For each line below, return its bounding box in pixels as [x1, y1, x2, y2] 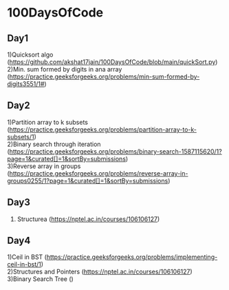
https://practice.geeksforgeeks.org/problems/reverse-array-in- [9, 169, 188, 177]
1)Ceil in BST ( [7, 253, 47, 261]
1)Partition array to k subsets [7, 118, 88, 126]
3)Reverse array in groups [7, 162, 81, 170]
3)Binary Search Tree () [7, 275, 74, 283]
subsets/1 [7, 132, 34, 141]
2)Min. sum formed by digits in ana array [7, 65, 122, 73]
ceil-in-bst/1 [7, 260, 41, 269]
